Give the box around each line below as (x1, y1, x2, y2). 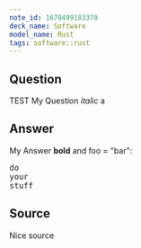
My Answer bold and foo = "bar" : (9, 145, 133, 155)
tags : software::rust (9, 38, 91, 48)
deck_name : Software (9, 22, 87, 31)
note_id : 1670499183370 (9, 13, 99, 22)
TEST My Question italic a (9, 95, 106, 106)
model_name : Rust (9, 30, 75, 39)
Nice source (9, 230, 55, 241)
